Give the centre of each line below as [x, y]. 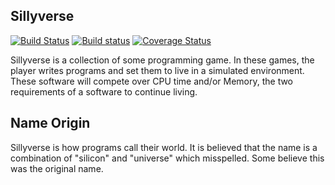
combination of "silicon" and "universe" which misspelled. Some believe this [167, 158]
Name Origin [50, 123]
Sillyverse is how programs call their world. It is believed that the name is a [164, 147]
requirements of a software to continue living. [104, 91]
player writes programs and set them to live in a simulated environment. [157, 70]
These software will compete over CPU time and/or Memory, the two [152, 81]
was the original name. [57, 168]
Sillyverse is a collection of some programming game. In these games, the [162, 60]
